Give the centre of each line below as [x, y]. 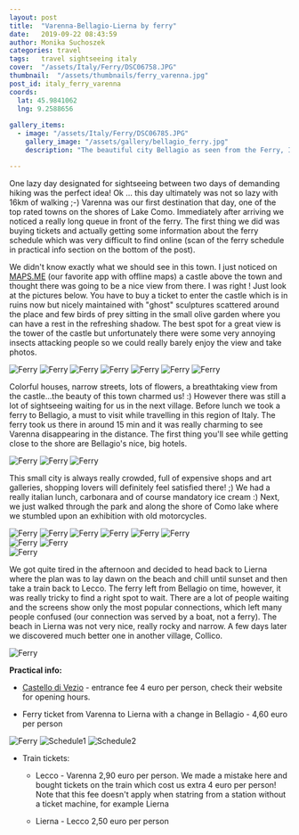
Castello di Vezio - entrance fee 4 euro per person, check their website [152, 687]
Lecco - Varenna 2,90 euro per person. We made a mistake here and [161, 775]
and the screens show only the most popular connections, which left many [146, 607]
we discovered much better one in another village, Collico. [116, 635]
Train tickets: [46, 757]
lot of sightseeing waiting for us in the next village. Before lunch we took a [145, 405]
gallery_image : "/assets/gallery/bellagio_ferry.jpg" [127, 142]
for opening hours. [56, 697]
